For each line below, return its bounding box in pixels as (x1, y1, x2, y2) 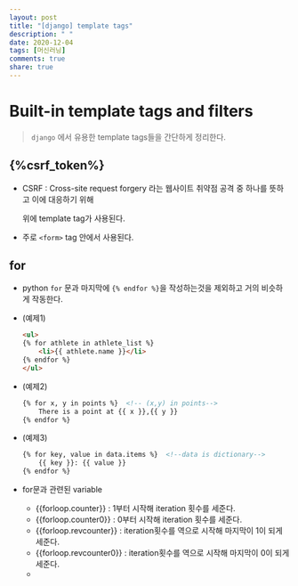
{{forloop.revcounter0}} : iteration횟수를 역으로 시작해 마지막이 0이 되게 (35, 548, 290, 558)
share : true (9, 63, 53, 72)
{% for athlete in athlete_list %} (21, 339, 155, 348)
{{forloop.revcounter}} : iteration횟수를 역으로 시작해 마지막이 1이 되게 (35, 525, 283, 536)
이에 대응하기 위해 (31, 193, 94, 205)
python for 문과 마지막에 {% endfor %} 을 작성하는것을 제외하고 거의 (21, 282, 260, 294)
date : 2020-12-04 (9, 37, 74, 47)
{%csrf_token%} (9, 158, 105, 174)
